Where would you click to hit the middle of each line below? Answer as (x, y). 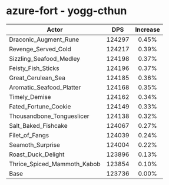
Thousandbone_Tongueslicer (49, 116)
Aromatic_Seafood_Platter (45, 87)
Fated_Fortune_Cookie (40, 106)
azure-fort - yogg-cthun (67, 11)
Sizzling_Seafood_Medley (45, 58)
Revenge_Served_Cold (40, 49)
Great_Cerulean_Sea (37, 78)
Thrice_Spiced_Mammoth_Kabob (55, 164)
